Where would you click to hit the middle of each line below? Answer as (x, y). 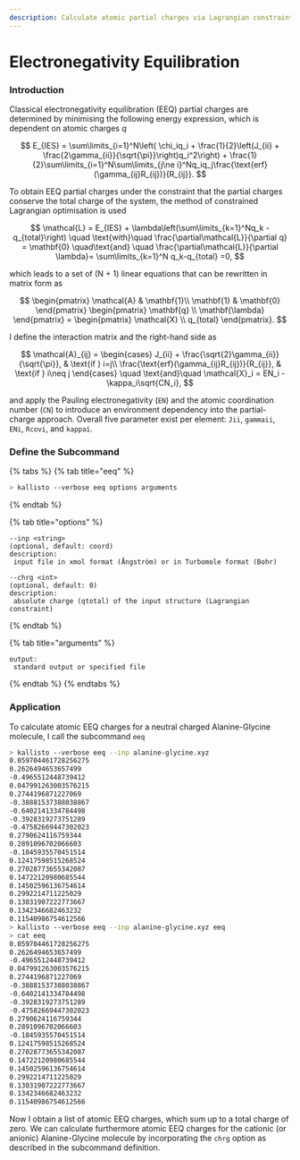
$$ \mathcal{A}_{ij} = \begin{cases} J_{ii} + (100, 354)
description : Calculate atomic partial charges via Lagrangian (129, 17)
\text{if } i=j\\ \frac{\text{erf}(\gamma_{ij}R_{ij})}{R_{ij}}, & (175, 364)
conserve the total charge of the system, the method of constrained (134, 201)
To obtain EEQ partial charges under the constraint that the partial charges (146, 192)
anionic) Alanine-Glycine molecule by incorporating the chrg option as (137, 1139)
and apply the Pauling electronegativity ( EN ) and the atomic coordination (142, 400)
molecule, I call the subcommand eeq (77, 736)
